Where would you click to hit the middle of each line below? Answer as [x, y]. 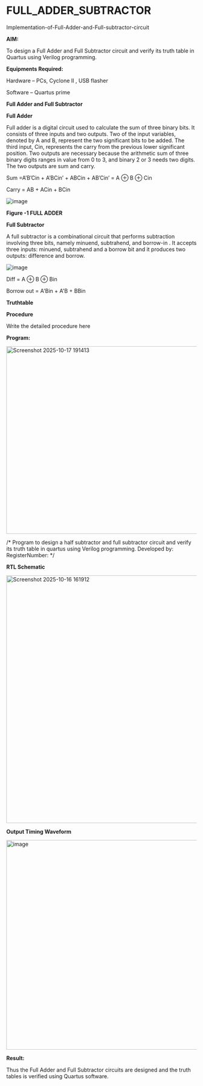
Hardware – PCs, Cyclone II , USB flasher [57, 80]
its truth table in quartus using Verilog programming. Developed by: [90, 549]
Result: [15, 1058]
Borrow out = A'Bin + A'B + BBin [46, 290]
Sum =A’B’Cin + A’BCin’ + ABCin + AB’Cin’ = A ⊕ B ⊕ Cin [79, 178]
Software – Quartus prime [38, 92]
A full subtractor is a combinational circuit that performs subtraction [91, 236]
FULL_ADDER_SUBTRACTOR [79, 11]
